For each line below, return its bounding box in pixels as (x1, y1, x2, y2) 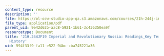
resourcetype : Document (5, 30, 54, 35)
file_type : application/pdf (5, 20, 62, 26)
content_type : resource (5, 7, 54, 12)
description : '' (5, 12, 38, 17)
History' (9, 39, 27, 44)
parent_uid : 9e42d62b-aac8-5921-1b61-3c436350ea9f (5, 25, 110, 30)
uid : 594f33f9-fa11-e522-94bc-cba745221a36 (5, 43, 95, 48)
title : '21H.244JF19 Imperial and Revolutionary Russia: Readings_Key (5, 35, 152, 39)
